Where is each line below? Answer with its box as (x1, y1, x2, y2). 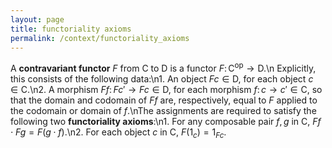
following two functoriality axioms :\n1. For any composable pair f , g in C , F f (10, 116, 322, 128)
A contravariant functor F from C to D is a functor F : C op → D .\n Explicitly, (10, 61, 317, 75)
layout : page (10, 14, 65, 25)
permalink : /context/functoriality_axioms (10, 33, 190, 43)
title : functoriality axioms (10, 24, 132, 34)
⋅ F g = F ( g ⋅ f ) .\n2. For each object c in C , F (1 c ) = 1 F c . (10, 126, 227, 140)
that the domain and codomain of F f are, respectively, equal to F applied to (10, 94, 318, 106)
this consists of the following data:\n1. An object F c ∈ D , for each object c (10, 73, 314, 85)
